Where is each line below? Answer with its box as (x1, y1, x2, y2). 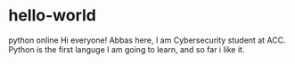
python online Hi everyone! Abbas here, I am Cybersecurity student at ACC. (8, 35, 286, 45)
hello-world (8, 5, 97, 26)
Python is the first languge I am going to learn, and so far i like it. (8, 44, 245, 54)
